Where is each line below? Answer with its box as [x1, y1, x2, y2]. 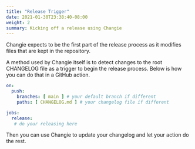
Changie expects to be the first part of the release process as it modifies [6, 41, 181, 48]
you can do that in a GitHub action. [6, 71, 90, 78]
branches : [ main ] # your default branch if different [16, 94, 157, 100]
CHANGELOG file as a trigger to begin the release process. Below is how [6, 65, 182, 72]
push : [11, 88, 25, 94]
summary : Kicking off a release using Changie [6, 25, 122, 31]
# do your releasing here [14, 121, 78, 127]
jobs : [6, 110, 19, 115]
